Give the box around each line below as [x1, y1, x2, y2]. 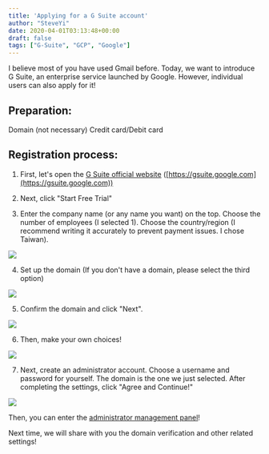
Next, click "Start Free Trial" [19, 193, 113, 203]
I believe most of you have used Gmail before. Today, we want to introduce [8, 63, 255, 73]
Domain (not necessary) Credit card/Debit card [8, 125, 164, 135]
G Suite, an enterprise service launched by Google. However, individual [8, 72, 243, 82]
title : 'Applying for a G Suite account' [8, 11, 149, 20]
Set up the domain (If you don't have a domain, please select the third [19, 265, 251, 275]
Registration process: [8, 148, 118, 162]
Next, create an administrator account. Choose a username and [19, 365, 230, 375]
